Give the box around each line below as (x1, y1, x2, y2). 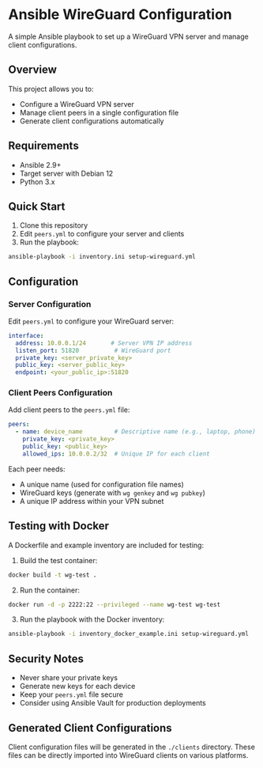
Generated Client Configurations (8, 721, 172, 735)
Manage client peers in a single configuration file (19, 108, 179, 117)
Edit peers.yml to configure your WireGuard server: (8, 316, 175, 326)
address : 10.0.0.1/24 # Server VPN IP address (15, 339, 193, 347)
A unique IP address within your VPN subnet (19, 496, 164, 505)
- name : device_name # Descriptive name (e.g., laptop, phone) (15, 428, 257, 436)
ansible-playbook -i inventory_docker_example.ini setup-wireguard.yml (8, 630, 249, 638)
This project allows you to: (8, 84, 94, 93)
